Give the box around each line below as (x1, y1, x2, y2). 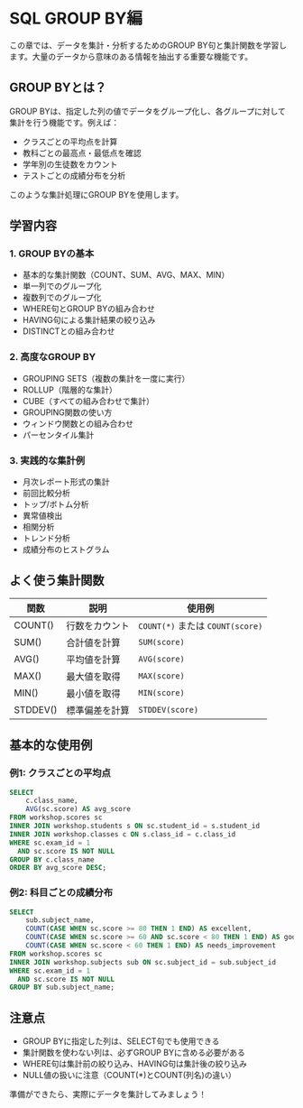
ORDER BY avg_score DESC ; (9, 863, 106, 873)
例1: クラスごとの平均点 (9, 767, 111, 780)
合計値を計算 (66, 636, 121, 649)
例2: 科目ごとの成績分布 (9, 886, 114, 899)
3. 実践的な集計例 (9, 454, 86, 466)
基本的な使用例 (9, 737, 93, 753)
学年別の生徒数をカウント (22, 159, 118, 170)
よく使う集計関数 (9, 573, 105, 588)
